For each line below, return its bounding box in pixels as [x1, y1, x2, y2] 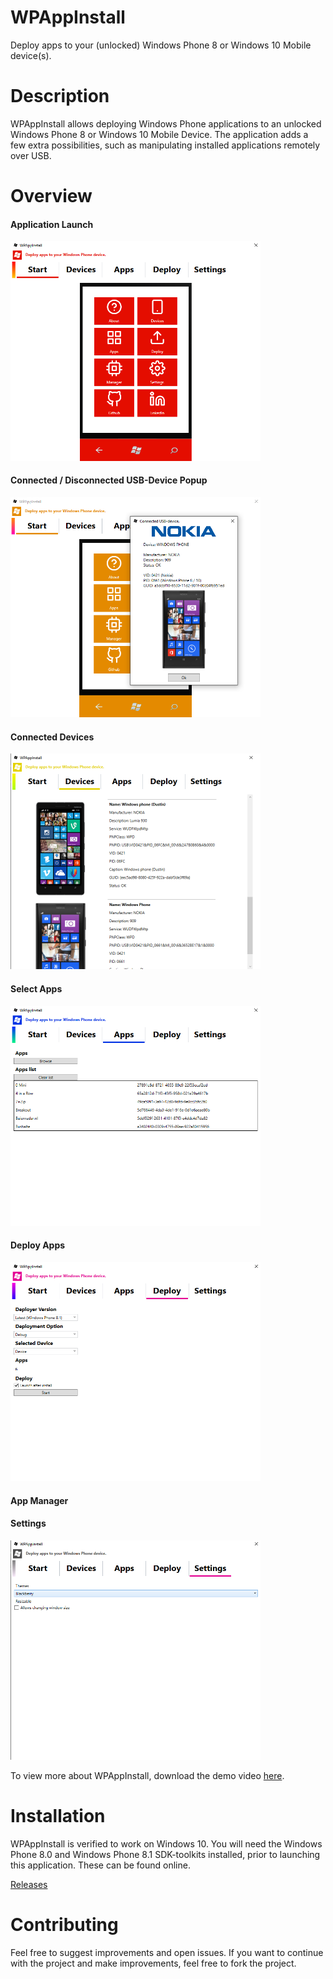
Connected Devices [10, 731, 95, 743]
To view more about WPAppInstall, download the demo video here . [10, 1769, 285, 1781]
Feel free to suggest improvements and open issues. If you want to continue [10, 1946, 324, 1958]
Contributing [10, 1914, 119, 1936]
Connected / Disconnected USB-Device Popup [10, 474, 208, 486]
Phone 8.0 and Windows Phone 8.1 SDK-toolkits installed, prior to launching [10, 1848, 321, 1860]
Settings [10, 1517, 47, 1530]
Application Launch [10, 218, 94, 230]
